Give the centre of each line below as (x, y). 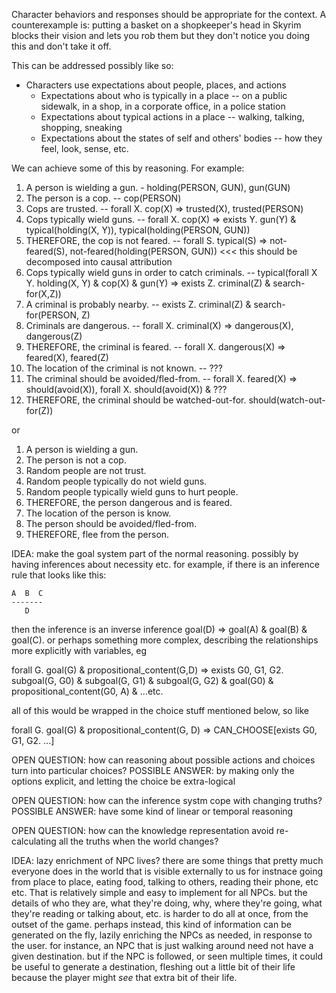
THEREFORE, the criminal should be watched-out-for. (136, 400)
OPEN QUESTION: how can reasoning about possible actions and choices (163, 760)
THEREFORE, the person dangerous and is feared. (129, 502)
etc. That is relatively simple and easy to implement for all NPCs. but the (159, 892)
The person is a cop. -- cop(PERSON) (103, 198)
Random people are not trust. (86, 470)
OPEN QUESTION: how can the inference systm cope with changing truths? (167, 800)
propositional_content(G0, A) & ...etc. (87, 691)
